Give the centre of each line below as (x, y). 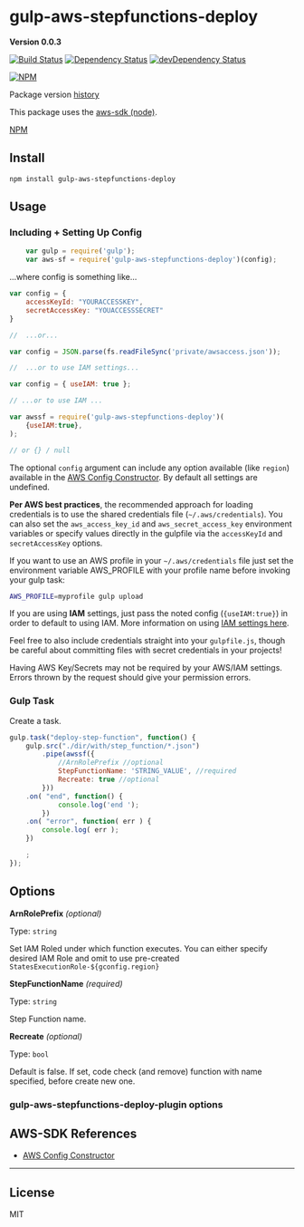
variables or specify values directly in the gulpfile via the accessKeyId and (146, 533)
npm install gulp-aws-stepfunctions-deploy (93, 179)
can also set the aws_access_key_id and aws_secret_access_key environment (151, 524)
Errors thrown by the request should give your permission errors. (130, 678)
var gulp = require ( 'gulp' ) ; (81, 251)
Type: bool (29, 1054)
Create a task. (35, 720)
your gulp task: (37, 580)
